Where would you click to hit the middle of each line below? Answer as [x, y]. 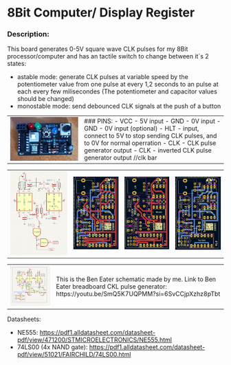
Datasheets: [24, 319]
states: [16, 64]
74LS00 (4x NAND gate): [52, 347]
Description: [28, 34]
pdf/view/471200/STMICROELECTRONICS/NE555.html [94, 340]
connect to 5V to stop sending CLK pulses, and [151, 136]
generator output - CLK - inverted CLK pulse [148, 151]
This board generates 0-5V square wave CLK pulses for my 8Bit [98, 49]
